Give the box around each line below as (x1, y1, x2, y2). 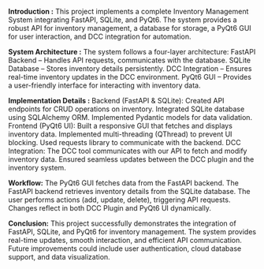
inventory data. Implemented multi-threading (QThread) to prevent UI (8, 129, 232, 139)
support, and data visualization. (8, 252, 110, 261)
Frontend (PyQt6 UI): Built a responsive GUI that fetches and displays (8, 121, 232, 130)
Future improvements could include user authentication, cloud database (8, 244, 242, 253)
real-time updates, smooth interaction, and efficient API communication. (8, 236, 243, 245)
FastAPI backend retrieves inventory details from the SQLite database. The (8, 187, 251, 196)
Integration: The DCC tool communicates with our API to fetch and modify (8, 146, 247, 155)
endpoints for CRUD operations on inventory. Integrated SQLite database (8, 104, 245, 114)
